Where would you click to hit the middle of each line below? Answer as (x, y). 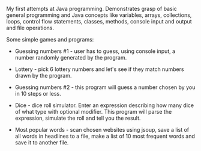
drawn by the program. (43, 75)
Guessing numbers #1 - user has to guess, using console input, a (95, 51)
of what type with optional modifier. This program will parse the (93, 112)
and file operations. (30, 28)
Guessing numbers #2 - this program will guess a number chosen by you (105, 87)
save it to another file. (42, 143)
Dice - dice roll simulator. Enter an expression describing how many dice (104, 105)
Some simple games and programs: (50, 39)
